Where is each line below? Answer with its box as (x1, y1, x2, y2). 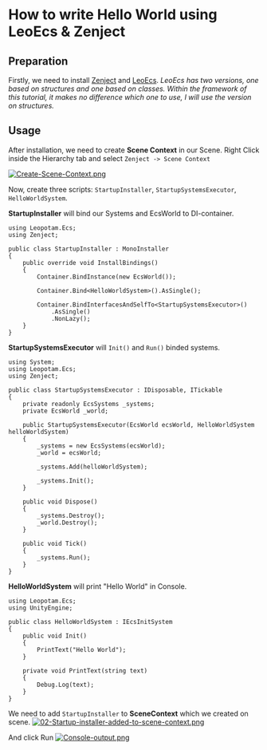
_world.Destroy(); (37, 519, 98, 527)
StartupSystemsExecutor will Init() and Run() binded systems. (8, 342, 221, 352)
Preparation (8, 54, 69, 68)
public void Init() (22, 632, 88, 640)
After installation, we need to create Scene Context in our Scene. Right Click (8, 145, 260, 155)
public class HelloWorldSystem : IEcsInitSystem (8, 618, 173, 626)
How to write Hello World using (8, 6, 218, 24)
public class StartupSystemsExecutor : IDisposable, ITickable (8, 385, 223, 394)
